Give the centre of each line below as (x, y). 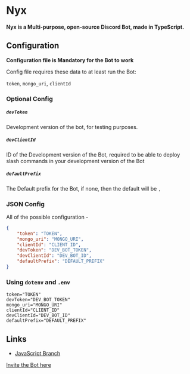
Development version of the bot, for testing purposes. (72, 127)
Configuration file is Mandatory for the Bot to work (70, 60)
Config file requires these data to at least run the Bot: (71, 72)
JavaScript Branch (38, 353)
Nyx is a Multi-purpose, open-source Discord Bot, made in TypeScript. (95, 27)
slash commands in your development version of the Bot (75, 161)
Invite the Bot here (29, 364)
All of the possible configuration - (47, 217)
